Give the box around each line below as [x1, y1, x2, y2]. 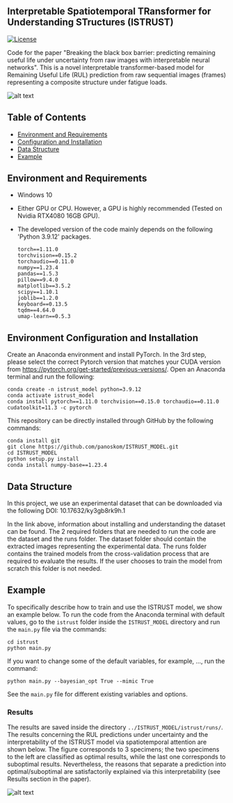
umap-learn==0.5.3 [17, 313, 71, 320]
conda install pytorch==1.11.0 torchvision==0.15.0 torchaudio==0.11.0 [7, 398, 219, 406]
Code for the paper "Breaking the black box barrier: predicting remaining [7, 48, 216, 56]
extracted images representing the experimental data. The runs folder [7, 542, 207, 550]
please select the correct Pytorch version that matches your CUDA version [7, 358, 221, 366]
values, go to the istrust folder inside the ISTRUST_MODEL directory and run [7, 617, 220, 626]
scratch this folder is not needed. [7, 564, 102, 573]
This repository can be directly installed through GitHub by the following [7, 417, 214, 425]
